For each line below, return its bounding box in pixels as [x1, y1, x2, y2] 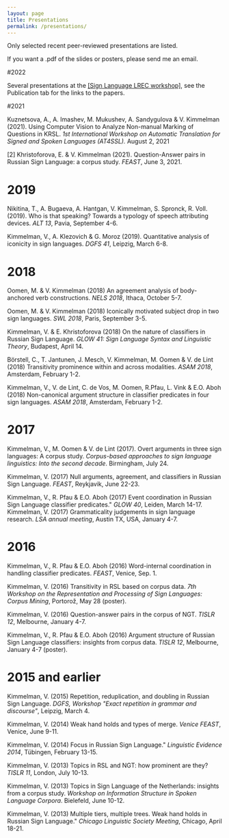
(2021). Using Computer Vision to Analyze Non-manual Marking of [7, 123, 194, 131]
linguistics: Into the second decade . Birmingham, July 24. [7, 459, 169, 467]
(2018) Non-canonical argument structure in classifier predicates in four [7, 391, 210, 399]
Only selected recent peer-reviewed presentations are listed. [7, 42, 178, 50]
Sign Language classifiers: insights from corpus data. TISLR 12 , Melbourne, [7, 638, 219, 647]
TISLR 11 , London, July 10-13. [7, 769, 89, 777]
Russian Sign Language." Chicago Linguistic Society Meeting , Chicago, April [7, 817, 222, 826]
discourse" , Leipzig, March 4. [7, 707, 90, 715]
